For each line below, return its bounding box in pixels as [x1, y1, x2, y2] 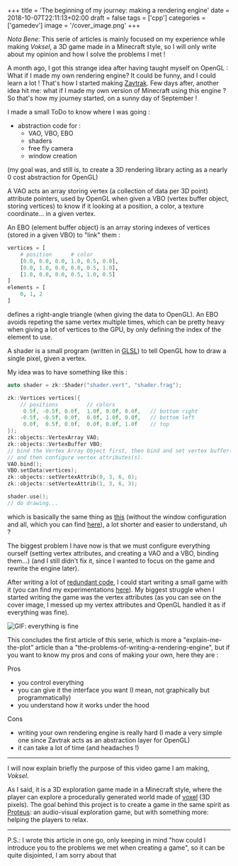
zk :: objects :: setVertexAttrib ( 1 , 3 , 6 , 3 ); [7, 480, 138, 487]
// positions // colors [20, 401, 115, 408]
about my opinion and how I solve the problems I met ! [7, 50, 166, 58]
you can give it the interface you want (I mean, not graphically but [17, 686, 210, 694]
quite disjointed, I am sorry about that [7, 850, 117, 859]
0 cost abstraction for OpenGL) [7, 173, 98, 181]
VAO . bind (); [7, 460, 42, 467]
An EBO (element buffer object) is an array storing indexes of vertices [7, 223, 210, 232]
